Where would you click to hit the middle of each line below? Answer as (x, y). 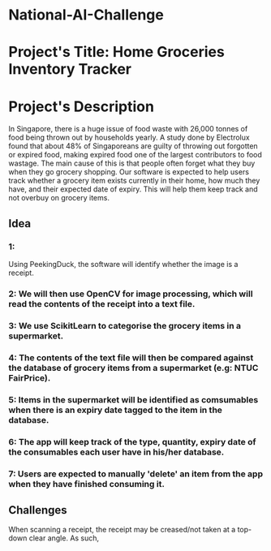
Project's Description (81, 106)
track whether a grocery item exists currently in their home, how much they (134, 181)
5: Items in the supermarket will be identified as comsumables (133, 399)
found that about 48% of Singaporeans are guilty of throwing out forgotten (133, 146)
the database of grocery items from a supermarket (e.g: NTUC (133, 368)
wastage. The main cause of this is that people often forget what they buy (132, 163)
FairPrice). (30, 377)
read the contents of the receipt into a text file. (102, 303)
